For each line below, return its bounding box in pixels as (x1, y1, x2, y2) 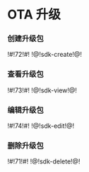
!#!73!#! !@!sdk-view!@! (7, 86, 78, 95)
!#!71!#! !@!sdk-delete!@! (7, 157, 81, 166)
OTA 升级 (7, 6, 61, 23)
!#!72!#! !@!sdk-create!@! (7, 50, 83, 59)
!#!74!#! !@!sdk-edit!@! (7, 122, 75, 130)
